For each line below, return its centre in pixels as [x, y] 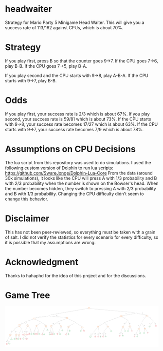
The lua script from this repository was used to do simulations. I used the [78, 162]
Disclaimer [27, 218]
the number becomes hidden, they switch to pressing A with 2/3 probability [81, 188]
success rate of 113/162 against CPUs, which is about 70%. [64, 27]
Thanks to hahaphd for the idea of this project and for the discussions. [76, 275]
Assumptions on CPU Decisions [71, 149]
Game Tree [27, 295]
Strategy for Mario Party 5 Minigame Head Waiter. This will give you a [75, 22]
